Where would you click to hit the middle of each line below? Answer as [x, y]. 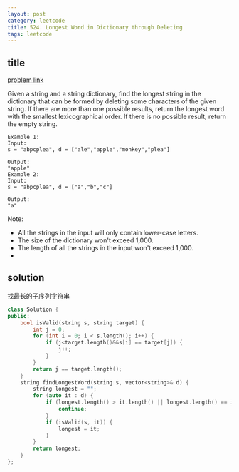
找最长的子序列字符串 [38, 296]
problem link [26, 80]
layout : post [27, 14]
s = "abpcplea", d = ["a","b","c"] [60, 187]
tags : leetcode [30, 34]
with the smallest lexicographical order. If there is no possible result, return [117, 117]
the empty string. [33, 124]
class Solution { [33, 309]
